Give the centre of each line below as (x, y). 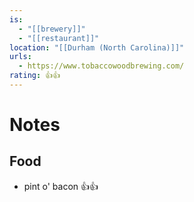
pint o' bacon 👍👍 (61, 186)
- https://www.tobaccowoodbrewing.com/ (101, 66)
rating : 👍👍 (35, 76)
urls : (20, 57)
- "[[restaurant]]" (59, 38)
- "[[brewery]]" (52, 29)
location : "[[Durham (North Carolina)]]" (97, 47)
